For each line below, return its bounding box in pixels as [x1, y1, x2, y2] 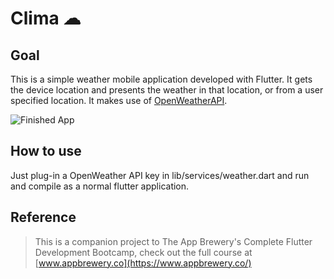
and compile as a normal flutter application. [10, 180, 190, 192]
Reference [10, 209, 77, 226]
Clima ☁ [10, 7, 82, 30]
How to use [10, 143, 82, 160]
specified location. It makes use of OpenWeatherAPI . [10, 95, 228, 106]
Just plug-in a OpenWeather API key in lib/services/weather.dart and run [10, 169, 310, 181]
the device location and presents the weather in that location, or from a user [10, 84, 324, 96]
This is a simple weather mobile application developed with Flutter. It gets [10, 73, 313, 85]
